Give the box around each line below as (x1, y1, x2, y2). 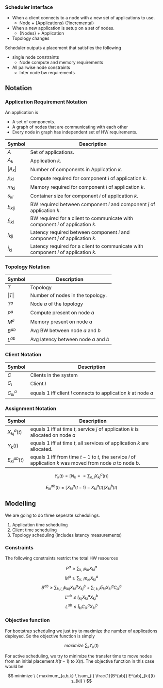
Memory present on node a (30, 318, 93, 325)
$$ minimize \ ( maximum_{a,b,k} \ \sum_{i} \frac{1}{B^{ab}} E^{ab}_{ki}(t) (8, 672, 155, 678)
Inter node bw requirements (19, 70, 75, 76)
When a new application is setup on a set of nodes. (12, 25, 115, 31)
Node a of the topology (30, 300, 83, 307)
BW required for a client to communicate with (30, 215, 133, 222)
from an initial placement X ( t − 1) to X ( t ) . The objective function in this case (5, 658, 155, 664)
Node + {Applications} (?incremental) (19, 20, 94, 26)
